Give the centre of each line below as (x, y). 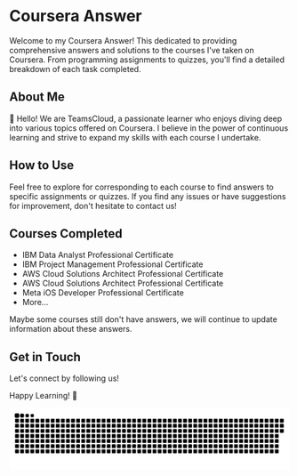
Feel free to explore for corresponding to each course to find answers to (141, 187)
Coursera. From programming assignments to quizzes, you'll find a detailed (147, 60)
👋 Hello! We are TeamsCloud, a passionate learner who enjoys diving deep (146, 118)
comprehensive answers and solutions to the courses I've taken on (132, 50)
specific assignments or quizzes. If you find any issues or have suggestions (148, 196)
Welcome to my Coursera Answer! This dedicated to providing (123, 40)
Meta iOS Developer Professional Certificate (103, 293)
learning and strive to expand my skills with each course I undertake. (135, 137)
